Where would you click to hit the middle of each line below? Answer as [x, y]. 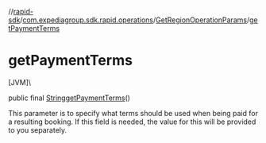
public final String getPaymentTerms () [69, 98]
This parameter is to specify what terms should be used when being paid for [133, 113]
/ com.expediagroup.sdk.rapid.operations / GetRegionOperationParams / [135, 20]
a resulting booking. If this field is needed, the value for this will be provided [132, 122]
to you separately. [38, 129]
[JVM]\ [20, 82]
